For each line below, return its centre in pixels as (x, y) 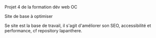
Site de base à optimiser (29, 16)
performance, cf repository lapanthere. (43, 31)
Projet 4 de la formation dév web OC (41, 7)
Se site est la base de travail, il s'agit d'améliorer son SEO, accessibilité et (78, 25)
